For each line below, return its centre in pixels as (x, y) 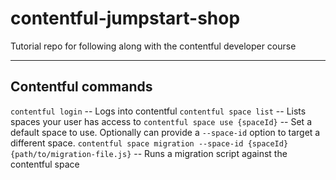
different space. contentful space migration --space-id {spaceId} (149, 143)
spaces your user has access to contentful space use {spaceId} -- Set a (161, 121)
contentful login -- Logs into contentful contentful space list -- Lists (158, 111)
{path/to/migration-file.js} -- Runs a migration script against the (149, 153)
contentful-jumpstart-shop (125, 18)
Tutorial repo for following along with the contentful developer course (153, 46)
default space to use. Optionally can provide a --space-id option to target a (165, 132)
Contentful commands (81, 87)
